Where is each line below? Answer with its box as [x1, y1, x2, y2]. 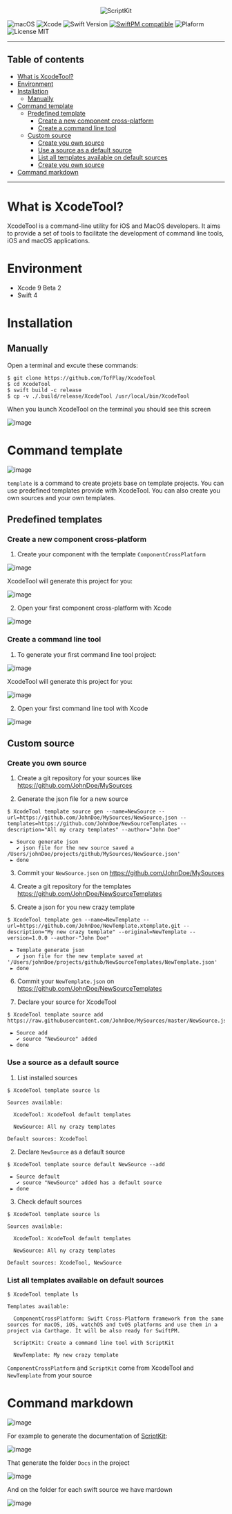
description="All [7, 827, 57, 834]
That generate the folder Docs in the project [7, 1459, 130, 1467]
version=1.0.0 [7, 935, 48, 942]
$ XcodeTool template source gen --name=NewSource [7, 808, 156, 816]
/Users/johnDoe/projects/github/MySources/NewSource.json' [7, 851, 181, 858]
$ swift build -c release [7, 387, 81, 394]
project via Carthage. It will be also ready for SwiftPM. [7, 1327, 181, 1334]
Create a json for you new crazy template [17, 903, 135, 911]
